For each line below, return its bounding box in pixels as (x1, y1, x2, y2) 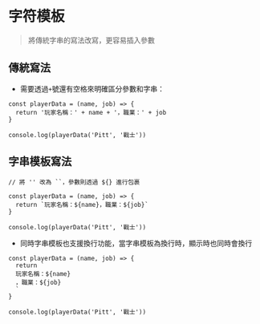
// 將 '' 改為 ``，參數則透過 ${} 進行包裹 (8, 178, 140, 186)
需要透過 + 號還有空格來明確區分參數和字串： (19, 83, 165, 93)
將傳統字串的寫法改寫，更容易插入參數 (27, 35, 155, 45)
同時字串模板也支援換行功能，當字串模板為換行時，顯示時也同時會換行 (19, 238, 253, 248)
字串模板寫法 (8, 155, 72, 168)
